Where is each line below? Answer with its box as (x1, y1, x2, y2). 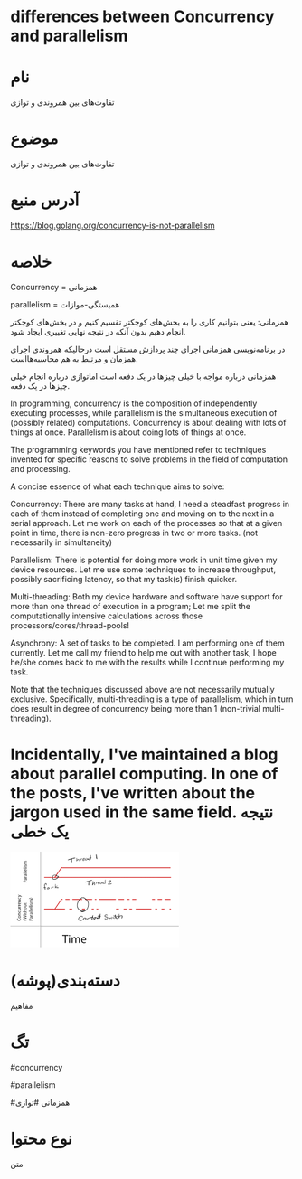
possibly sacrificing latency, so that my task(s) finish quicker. (10, 573, 238, 584)
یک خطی (10, 821, 70, 842)
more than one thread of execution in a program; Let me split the (10, 600, 251, 611)
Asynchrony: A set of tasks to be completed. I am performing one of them (10, 637, 285, 648)
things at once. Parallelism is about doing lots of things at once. (10, 427, 247, 438)
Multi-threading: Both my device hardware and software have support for (10, 590, 283, 602)
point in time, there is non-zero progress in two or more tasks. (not (10, 527, 259, 538)
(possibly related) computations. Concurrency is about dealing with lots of (10, 417, 287, 428)
